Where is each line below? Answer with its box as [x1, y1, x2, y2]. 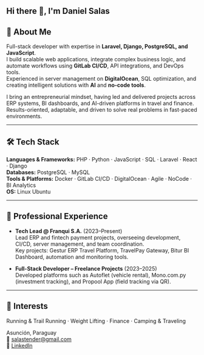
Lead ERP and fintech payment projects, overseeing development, [15, 234, 181, 241]
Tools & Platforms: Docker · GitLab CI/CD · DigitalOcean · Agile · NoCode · [6, 175, 192, 183]
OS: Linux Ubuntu [6, 188, 51, 195]
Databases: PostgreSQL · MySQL [6, 169, 90, 176]
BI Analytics [6, 181, 36, 189]
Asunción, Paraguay [6, 329, 56, 336]
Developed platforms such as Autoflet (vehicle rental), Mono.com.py [15, 271, 186, 279]
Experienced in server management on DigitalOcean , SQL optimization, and [6, 75, 197, 83]
